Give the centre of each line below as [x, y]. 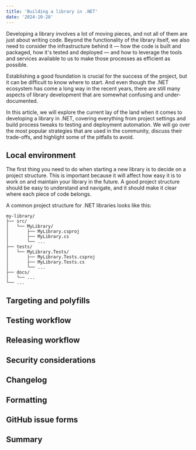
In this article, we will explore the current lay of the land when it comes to [94, 112]
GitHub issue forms [42, 420]
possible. [17, 64]
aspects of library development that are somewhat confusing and [85, 95]
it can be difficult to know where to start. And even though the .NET [87, 82]
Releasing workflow [43, 340]
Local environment [41, 155]
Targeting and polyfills [48, 301]
